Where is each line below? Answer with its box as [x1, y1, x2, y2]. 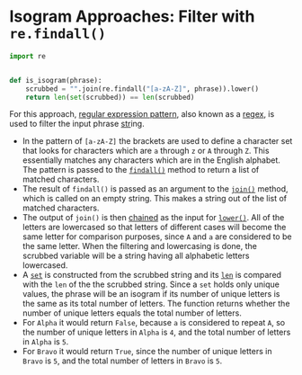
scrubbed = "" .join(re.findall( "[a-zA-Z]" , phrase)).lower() [25, 84, 259, 94]
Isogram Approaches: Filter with [9, 6, 255, 27]
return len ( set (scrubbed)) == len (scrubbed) [25, 93, 195, 102]
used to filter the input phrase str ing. [9, 119, 146, 129]
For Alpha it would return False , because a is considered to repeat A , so [22, 317, 286, 328]
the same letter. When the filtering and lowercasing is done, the [22, 241, 258, 252]
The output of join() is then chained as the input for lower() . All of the [22, 212, 285, 223]
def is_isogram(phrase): [9, 76, 102, 85]
